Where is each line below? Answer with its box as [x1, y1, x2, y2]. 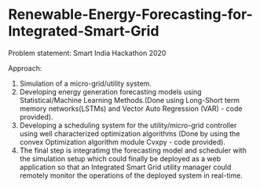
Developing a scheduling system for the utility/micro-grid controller [19, 120, 237, 130]
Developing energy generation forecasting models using [19, 87, 202, 96]
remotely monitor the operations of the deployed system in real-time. [19, 171, 244, 180]
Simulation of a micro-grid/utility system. [19, 79, 152, 88]
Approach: [8, 63, 42, 72]
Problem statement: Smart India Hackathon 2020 [8, 48, 167, 57]
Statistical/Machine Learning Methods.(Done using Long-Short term [19, 95, 240, 105]
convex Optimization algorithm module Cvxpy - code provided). [19, 137, 226, 146]
